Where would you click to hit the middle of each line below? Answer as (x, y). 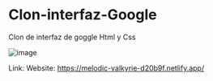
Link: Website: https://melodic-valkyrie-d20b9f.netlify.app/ (106, 68)
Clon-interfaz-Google (83, 15)
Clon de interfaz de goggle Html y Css (72, 37)
